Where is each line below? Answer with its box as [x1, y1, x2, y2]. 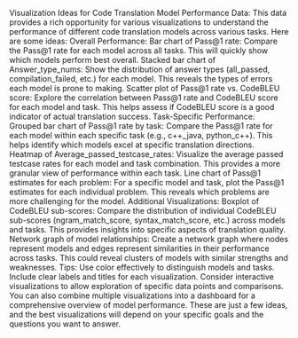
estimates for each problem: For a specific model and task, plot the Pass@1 [9, 177, 285, 187]
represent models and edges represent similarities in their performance [9, 243, 270, 254]
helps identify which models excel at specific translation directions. [9, 139, 255, 150]
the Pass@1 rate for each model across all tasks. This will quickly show [9, 45, 269, 56]
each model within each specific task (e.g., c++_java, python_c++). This [9, 130, 273, 140]
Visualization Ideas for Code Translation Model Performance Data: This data [9, 8, 287, 18]
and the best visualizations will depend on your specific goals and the [9, 310, 264, 319]
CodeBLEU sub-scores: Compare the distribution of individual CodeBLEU [9, 206, 277, 216]
